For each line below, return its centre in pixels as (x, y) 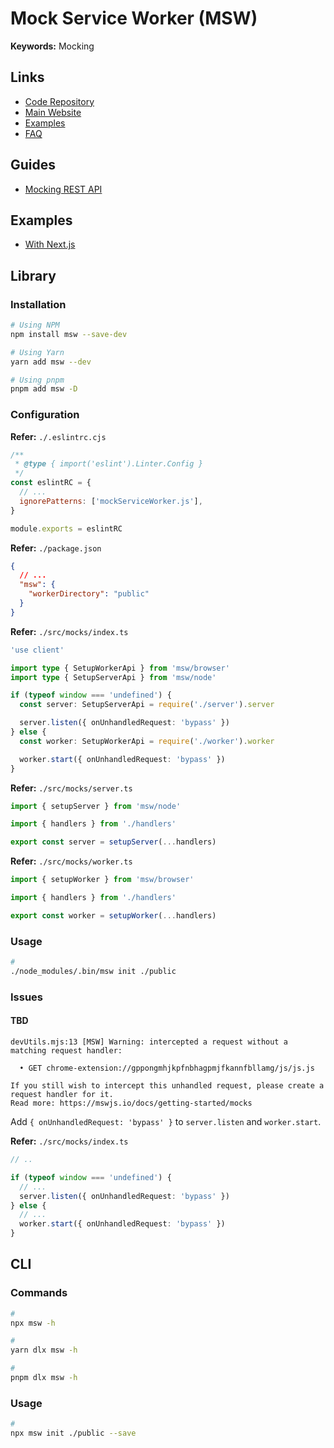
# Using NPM (35, 325)
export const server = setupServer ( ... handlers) (113, 842)
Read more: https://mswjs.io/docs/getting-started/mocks (131, 1103)
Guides (33, 165)
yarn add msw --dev (51, 362)
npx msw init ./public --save (73, 1433)
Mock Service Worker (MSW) (134, 18)
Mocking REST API (63, 189)
